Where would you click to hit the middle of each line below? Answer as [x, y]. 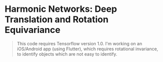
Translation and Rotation [57, 19]
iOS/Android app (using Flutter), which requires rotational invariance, [87, 49]
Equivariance [33, 30]
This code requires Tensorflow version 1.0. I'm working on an [80, 43]
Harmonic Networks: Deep [61, 9]
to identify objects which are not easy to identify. [67, 54]
